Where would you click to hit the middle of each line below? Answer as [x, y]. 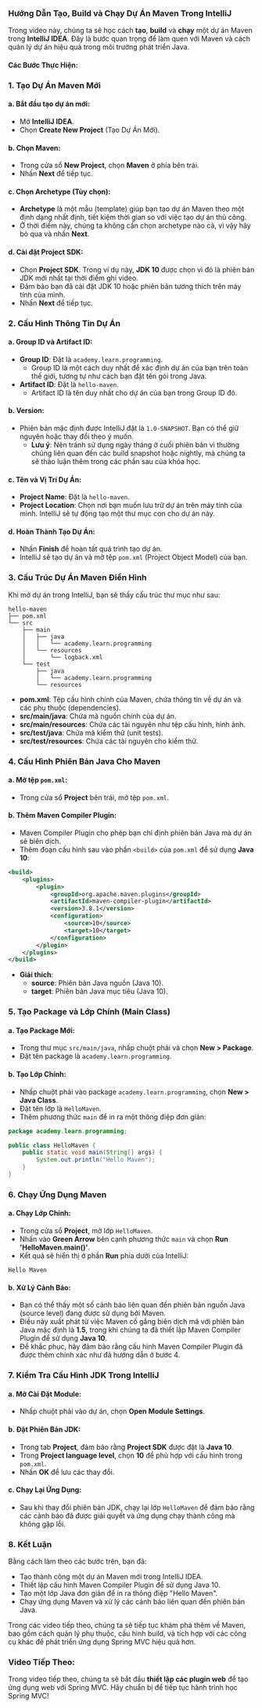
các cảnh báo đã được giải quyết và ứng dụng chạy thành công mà [127, 1516]
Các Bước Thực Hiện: [43, 65]
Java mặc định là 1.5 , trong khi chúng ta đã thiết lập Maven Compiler [130, 1330]
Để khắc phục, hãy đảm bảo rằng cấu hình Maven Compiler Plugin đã [131, 1347]
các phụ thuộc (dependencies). [70, 707]
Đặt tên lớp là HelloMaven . [60, 1108]
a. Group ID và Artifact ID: [50, 342]
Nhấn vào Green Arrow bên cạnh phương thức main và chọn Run [124, 1239]
